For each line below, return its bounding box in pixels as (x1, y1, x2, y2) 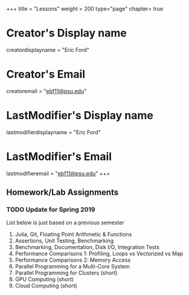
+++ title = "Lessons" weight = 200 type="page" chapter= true (6, 5, 164, 12)
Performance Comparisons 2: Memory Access (14, 256, 131, 264)
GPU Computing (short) (14, 276, 74, 283)
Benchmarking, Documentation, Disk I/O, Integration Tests (14, 244, 160, 251)
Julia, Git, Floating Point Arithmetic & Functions (14, 231, 132, 238)
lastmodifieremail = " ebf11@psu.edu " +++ (6, 169, 111, 177)
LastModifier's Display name (6, 109, 154, 123)
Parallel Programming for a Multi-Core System (14, 263, 130, 270)
